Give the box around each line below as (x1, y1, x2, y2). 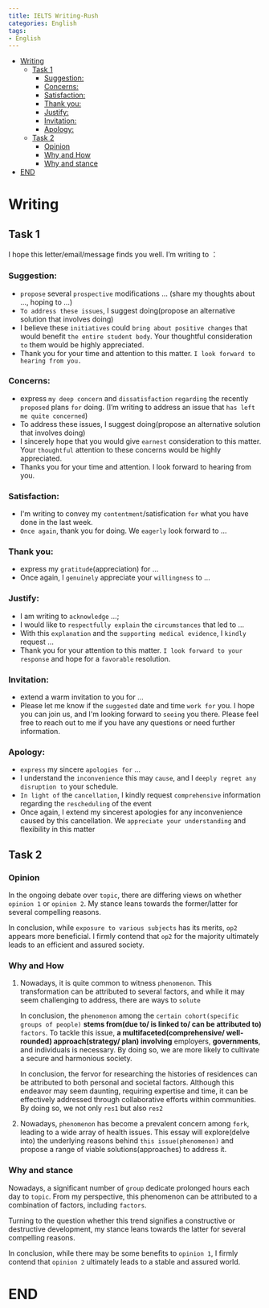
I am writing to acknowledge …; (19, 611, 120, 621)
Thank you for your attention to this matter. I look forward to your (19, 645, 243, 655)
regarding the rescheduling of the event (19, 799, 153, 809)
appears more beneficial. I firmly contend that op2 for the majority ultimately (8, 932, 259, 941)
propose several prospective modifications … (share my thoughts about (19, 289, 255, 298)
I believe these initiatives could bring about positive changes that (19, 322, 248, 332)
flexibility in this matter (19, 825, 96, 834)
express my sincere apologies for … (19, 765, 141, 774)
